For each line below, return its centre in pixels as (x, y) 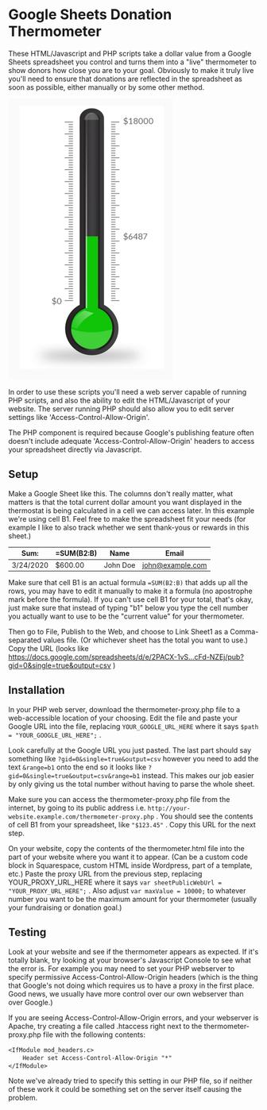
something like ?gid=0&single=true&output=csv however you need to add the (133, 758)
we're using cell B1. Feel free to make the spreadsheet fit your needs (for (127, 518)
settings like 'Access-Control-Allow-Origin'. (79, 417)
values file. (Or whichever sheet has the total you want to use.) (146, 640)
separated (25, 640)
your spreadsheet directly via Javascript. (75, 449)
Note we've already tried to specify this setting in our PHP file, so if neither (130, 1081)
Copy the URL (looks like (48, 648)
